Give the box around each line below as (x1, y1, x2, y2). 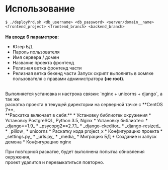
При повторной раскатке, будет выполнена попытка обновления (5, 148, 145, 154)
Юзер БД (12, 43, 33, 49)
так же (5, 96, 20, 102)
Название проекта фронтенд (12, 59, 74, 65)
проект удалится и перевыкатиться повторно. (5, 159, 105, 165)
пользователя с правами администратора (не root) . (12, 75, 125, 81)
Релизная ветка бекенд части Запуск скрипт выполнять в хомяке (12, 70, 154, 76)
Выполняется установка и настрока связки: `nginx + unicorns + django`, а (5, 91, 162, 97)
